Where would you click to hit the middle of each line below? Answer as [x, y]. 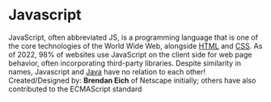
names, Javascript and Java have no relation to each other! [107, 71]
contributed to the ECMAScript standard [75, 89]
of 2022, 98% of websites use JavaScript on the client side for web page [130, 54]
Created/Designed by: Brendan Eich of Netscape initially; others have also [132, 80]
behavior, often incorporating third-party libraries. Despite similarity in [125, 63]
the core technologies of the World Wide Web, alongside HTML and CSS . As [135, 45]
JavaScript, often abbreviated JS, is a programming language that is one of [133, 37]
